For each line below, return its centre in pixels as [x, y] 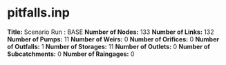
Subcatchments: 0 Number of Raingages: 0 [71, 54]
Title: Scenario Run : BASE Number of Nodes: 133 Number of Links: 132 [111, 32]
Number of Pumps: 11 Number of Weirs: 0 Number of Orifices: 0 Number [113, 39]
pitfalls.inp [39, 13]
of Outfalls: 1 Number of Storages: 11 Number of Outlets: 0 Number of [109, 46]
